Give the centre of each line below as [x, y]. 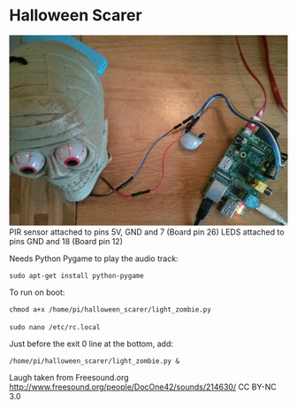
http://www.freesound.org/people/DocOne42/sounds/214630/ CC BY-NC [143, 387]
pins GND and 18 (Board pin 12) [66, 241]
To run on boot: [37, 292]
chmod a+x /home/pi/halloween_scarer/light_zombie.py [110, 309]
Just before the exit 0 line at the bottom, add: [91, 343]
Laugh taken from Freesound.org [69, 377]
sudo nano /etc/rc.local [55, 327]
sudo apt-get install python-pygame [76, 275]
